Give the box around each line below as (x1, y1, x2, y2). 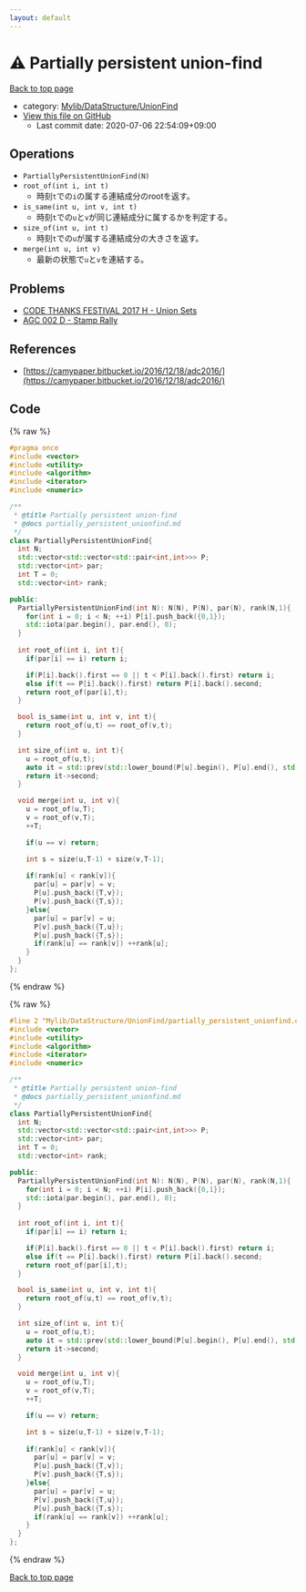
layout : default (9, 13, 71, 23)
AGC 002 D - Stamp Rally (22, 315, 118, 326)
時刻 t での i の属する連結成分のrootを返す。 (36, 190, 195, 201)
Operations (9, 146, 75, 161)
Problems (9, 281, 66, 296)
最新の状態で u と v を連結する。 (36, 254, 148, 265)
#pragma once (9, 443, 59, 452)
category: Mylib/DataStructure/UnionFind (22, 100, 178, 111)
